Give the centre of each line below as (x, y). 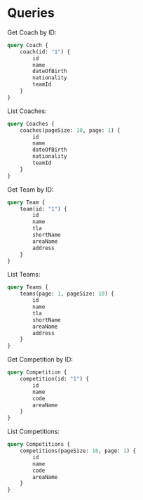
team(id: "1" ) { (44, 209)
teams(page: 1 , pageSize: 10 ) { (67, 294)
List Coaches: (27, 111)
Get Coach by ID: (32, 32)
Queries (31, 13)
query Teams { (28, 287)
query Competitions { (39, 445)
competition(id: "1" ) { (55, 379)
